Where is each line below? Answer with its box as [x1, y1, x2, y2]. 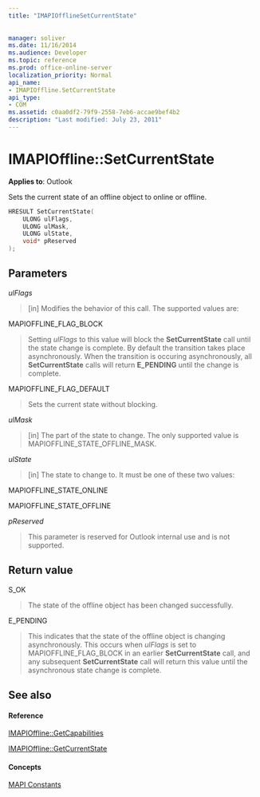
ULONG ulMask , [22, 222, 69, 230]
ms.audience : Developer [8, 49, 88, 57]
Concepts [8, 762, 41, 771]
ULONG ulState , [22, 229, 73, 238]
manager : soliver [8, 34, 66, 42]
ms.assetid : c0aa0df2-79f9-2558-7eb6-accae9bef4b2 [8, 109, 180, 117]
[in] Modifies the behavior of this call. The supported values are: [27, 303, 239, 313]
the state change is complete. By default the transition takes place [27, 343, 246, 353]
